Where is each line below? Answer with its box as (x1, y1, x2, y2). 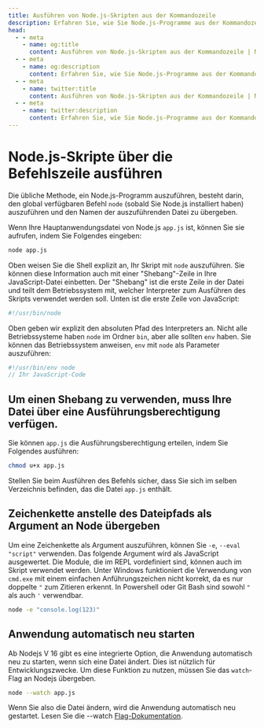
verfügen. (8, 417, 58, 431)
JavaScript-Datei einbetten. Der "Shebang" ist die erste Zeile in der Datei (8, 277, 244, 286)
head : (8, 26, 26, 34)
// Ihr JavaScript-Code (8, 371, 86, 379)
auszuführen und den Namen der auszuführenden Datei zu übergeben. (8, 207, 238, 216)
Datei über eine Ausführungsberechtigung (8, 405, 221, 418)
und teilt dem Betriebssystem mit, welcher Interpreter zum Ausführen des (8, 285, 246, 295)
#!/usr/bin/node (8, 309, 61, 317)
